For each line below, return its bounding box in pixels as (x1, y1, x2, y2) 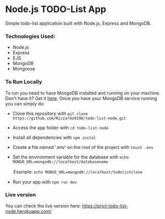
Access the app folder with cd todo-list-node (12, 125, 109, 131)
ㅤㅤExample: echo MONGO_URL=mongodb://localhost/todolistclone (5, 169, 143, 175)
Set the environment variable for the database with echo (12, 154, 129, 160)
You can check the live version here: (5, 203, 81, 209)
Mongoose (12, 66, 35, 72)
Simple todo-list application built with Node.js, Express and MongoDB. (5, 20, 152, 26)
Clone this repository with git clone (12, 110, 88, 117)
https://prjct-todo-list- (81, 203, 128, 209)
